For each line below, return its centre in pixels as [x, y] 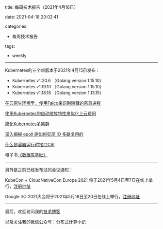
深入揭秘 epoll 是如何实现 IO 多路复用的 [44, 134]
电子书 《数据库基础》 [26, 155]
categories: [16, 26]
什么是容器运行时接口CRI [30, 144]
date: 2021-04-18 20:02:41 [32, 17]
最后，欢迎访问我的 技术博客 [33, 211]
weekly [19, 56]
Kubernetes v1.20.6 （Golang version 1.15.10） [58, 80]
